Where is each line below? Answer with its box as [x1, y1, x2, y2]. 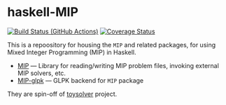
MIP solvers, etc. [17, 69, 66, 77]
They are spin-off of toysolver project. [7, 90, 118, 98]
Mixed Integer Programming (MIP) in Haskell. [7, 48, 136, 56]
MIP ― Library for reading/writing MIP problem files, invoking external [17, 61, 219, 70]
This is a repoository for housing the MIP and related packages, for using [7, 40, 216, 49]
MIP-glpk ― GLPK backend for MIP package [17, 76, 144, 84]
